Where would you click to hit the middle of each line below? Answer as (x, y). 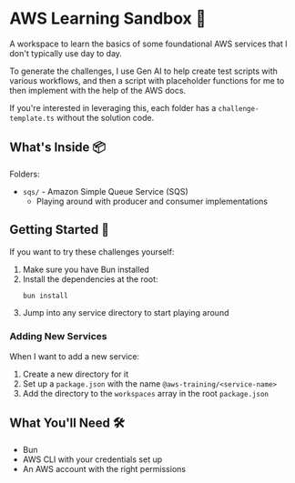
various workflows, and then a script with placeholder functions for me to (147, 80)
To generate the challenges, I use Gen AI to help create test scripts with (143, 71)
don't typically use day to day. (66, 53)
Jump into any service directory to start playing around (126, 313)
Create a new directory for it (76, 374)
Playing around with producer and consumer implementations (152, 201)
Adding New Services (58, 337)
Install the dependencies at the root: (90, 279)
